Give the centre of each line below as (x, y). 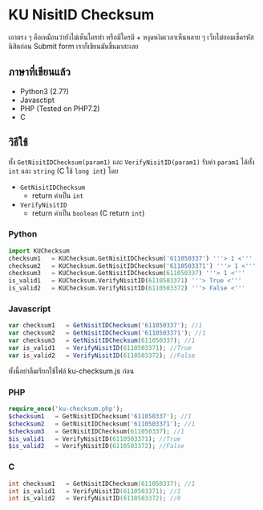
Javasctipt (37, 100)
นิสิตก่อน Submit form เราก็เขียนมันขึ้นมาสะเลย (73, 46)
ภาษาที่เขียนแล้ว (39, 72)
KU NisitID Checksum (81, 15)
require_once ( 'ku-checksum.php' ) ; (66, 409)
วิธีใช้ (18, 142)
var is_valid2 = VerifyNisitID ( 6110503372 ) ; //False (102, 356)
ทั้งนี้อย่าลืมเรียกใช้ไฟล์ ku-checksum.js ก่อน (71, 371)
